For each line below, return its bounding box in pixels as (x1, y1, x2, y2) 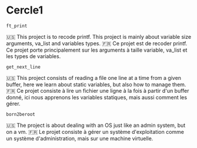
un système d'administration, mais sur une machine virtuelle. (6, 134, 153, 142)
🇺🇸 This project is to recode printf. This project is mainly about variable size (6, 33, 192, 40)
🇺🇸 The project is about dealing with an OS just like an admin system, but (6, 122, 186, 129)
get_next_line (6, 64, 41, 70)
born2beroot (6, 111, 35, 117)
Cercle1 (6, 4, 43, 17)
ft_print (6, 23, 28, 29)
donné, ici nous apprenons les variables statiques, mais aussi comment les (6, 93, 187, 100)
